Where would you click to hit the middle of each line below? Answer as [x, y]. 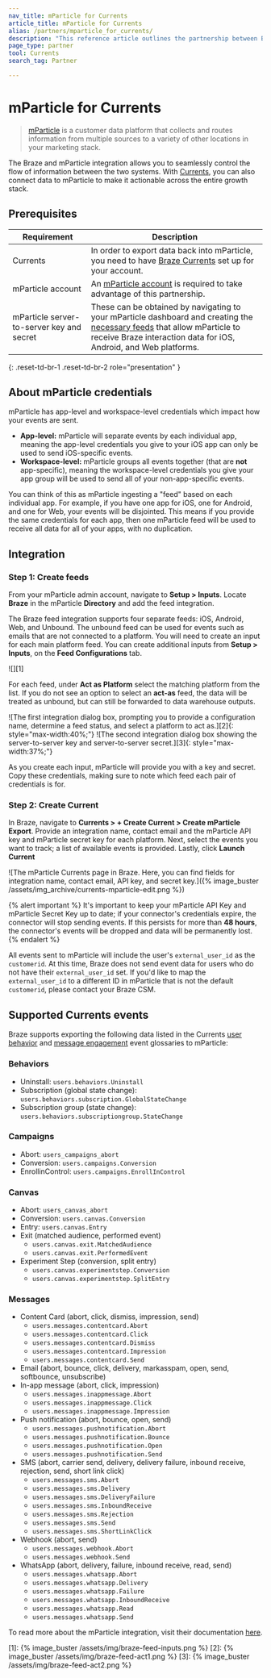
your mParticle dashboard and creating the [172, 317]
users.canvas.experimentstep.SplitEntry [101, 1279]
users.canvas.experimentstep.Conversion [101, 1271]
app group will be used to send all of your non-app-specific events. [132, 479]
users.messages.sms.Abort [75, 1480]
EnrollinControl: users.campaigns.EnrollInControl [102, 1171]
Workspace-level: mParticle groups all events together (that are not [133, 461]
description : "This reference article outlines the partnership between [133, 38]
